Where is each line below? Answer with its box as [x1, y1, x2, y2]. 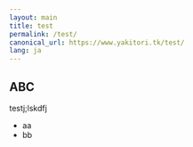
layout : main [9, 12, 58, 22]
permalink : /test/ [9, 29, 77, 38]
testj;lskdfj [9, 102, 47, 113]
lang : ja [9, 46, 42, 55]
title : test [9, 21, 53, 30]
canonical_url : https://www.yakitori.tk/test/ [9, 37, 185, 47]
